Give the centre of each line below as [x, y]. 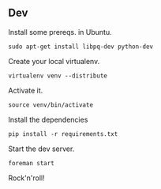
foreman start [32, 163]
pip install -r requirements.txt [63, 134]
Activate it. [26, 90]
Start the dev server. [41, 149]
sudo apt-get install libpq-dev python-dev [81, 47]
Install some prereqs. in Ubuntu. [60, 32]
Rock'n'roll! [26, 178]
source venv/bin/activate [51, 105]
